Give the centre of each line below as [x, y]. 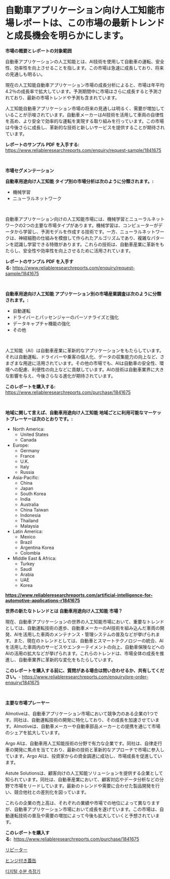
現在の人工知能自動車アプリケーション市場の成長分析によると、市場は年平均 [85, 85]
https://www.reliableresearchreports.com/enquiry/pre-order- [85, 677]
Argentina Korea [37, 547]
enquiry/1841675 [22, 682]
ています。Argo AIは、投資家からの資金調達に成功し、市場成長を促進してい [84, 756]
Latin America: [28, 531]
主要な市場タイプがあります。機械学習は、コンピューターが [96, 225]
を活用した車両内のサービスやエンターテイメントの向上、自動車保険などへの [85, 647]
